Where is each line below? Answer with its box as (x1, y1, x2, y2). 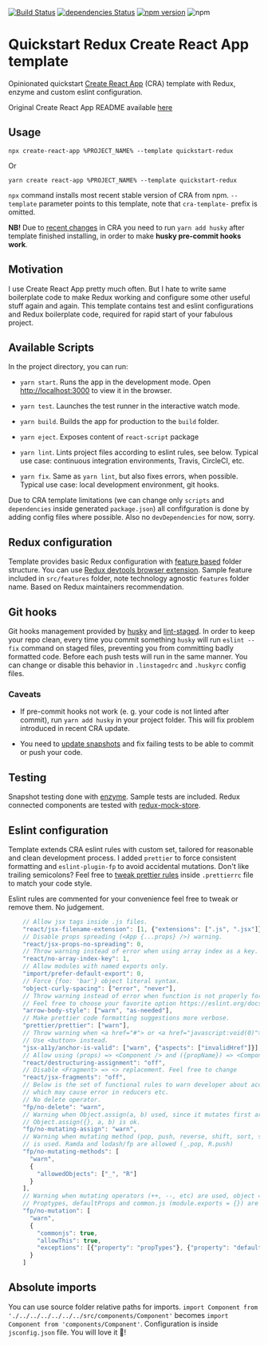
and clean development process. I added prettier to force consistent (8, 853, 237, 863)
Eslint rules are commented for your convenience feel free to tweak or (8, 894, 238, 903)
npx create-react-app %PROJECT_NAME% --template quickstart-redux (8, 147, 234, 155)
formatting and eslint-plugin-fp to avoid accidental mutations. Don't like (8, 861, 250, 871)
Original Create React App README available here (8, 102, 173, 112)
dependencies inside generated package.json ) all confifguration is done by (8, 504, 250, 513)
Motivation (8, 263, 64, 277)
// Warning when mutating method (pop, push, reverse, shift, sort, (22, 1133, 255, 1141)
